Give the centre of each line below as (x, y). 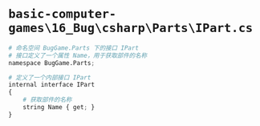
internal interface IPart (51, 85)
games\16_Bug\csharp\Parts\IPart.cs (131, 28)
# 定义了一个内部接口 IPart (50, 77)
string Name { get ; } (59, 108)
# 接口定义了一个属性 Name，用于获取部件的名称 (78, 55)
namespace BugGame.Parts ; (51, 63)
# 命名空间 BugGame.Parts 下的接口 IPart (73, 48)
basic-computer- (62, 14)
